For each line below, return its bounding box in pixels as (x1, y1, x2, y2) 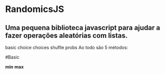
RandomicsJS (5, 3, 64, 15)
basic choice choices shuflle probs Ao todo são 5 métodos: (5, 44, 128, 50)
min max (5, 64, 24, 69)
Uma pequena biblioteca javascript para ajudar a (5, 23, 160, 32)
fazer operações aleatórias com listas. (5, 31, 128, 39)
